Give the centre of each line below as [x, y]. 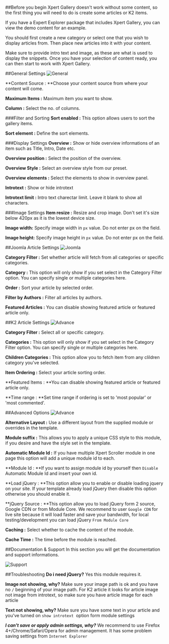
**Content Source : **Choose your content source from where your [77, 83]
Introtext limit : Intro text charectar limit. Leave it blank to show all [74, 197]
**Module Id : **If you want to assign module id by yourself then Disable [82, 468]
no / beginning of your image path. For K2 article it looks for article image [82, 590]
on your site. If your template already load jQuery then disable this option [81, 489]
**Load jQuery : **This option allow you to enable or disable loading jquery [84, 483]
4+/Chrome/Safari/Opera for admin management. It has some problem [79, 631]
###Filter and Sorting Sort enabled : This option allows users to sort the [80, 118]
